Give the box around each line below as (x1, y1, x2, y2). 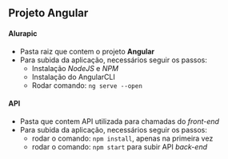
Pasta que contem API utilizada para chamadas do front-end (19, 116, 220, 126)
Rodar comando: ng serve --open (31, 80, 142, 90)
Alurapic (8, 28, 38, 38)
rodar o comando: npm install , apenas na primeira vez (31, 133, 214, 143)
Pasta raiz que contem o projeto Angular (19, 46, 155, 56)
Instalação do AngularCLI (31, 72, 116, 81)
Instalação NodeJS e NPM (31, 63, 118, 73)
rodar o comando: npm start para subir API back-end (31, 141, 208, 151)
